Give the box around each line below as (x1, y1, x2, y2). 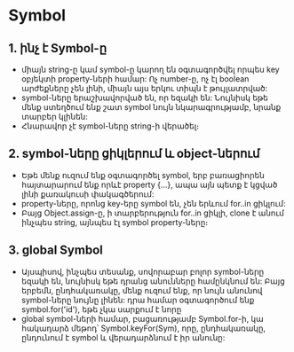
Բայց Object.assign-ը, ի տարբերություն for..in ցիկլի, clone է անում (20, 207, 285, 218)
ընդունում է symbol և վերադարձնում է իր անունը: (20, 332, 226, 342)
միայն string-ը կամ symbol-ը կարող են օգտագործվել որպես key (20, 64, 281, 74)
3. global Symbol (8, 243, 103, 258)
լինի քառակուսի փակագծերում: (20, 188, 155, 199)
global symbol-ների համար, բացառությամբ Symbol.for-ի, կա (20, 313, 264, 324)
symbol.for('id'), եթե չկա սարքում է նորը (20, 303, 182, 315)
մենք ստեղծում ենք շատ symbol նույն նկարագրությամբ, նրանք (20, 102, 282, 112)
